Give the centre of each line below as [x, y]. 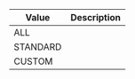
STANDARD [38, 47]
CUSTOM [33, 61]
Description [96, 17]
